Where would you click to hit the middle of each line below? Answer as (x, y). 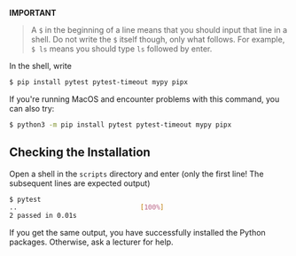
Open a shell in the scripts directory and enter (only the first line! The (136, 174)
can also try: (32, 108)
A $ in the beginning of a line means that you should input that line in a (159, 30)
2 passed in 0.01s (43, 216)
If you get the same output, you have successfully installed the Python (137, 233)
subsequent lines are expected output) (80, 183)
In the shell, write (41, 66)
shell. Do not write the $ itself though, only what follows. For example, (158, 39)
